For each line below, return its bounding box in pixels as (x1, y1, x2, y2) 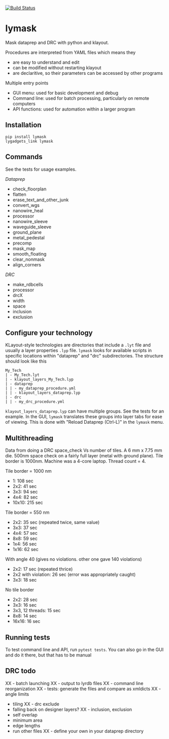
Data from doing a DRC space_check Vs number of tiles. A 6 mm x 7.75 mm (5, 447, 162, 453)
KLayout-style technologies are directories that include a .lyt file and (5, 342, 151, 348)
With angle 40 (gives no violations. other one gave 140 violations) (5, 556, 142, 562)
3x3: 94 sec (12, 489, 38, 495)
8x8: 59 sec (12, 535, 38, 542)
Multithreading (5, 433, 54, 443)
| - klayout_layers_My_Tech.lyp (5, 377, 74, 382)
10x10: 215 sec (12, 500, 43, 506)
